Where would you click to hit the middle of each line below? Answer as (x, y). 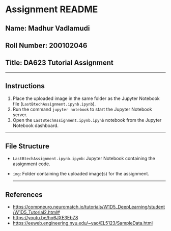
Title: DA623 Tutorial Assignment (59, 63)
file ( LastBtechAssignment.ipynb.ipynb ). (54, 104)
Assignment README (52, 9)
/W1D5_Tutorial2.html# (36, 212)
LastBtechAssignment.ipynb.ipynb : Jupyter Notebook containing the (84, 159)
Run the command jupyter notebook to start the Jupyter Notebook (82, 109)
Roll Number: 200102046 (46, 45)
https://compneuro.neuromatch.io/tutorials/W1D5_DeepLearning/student (89, 207)
